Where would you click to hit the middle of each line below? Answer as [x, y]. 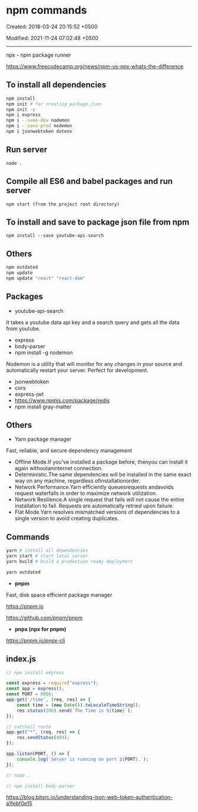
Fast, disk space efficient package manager [59, 595]
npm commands [47, 10]
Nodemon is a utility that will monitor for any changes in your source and [94, 364]
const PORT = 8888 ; [30, 694]
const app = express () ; [35, 689]
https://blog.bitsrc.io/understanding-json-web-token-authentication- [89, 797]
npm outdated [22, 268]
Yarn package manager [43, 439]
